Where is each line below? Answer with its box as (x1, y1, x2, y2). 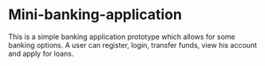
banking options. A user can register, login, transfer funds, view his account (8, 40, 258, 49)
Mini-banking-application (8, 6, 182, 24)
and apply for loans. (8, 49, 74, 58)
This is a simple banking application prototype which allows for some (8, 32, 235, 41)
